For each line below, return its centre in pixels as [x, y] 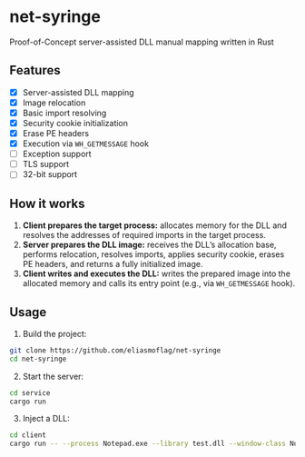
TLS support [46, 164]
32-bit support [50, 174]
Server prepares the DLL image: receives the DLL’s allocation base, [149, 245]
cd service [30, 392]
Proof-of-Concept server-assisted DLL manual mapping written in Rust [142, 42]
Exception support [57, 154]
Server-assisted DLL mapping [78, 92]
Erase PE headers [55, 133]
